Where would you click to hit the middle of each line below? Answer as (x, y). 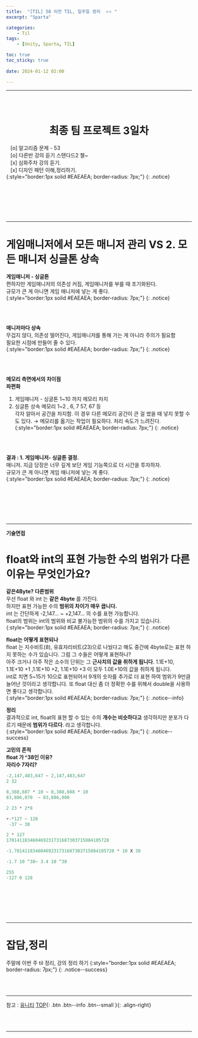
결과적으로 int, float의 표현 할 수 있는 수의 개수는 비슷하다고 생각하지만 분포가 (94, 718)
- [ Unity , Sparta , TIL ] (46, 44)
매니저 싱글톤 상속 (58, 259)
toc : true (18, 55)
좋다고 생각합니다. (33, 691)
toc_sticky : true (27, 60)
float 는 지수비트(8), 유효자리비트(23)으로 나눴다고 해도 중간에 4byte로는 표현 (95, 647)
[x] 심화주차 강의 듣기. (36, 163)
